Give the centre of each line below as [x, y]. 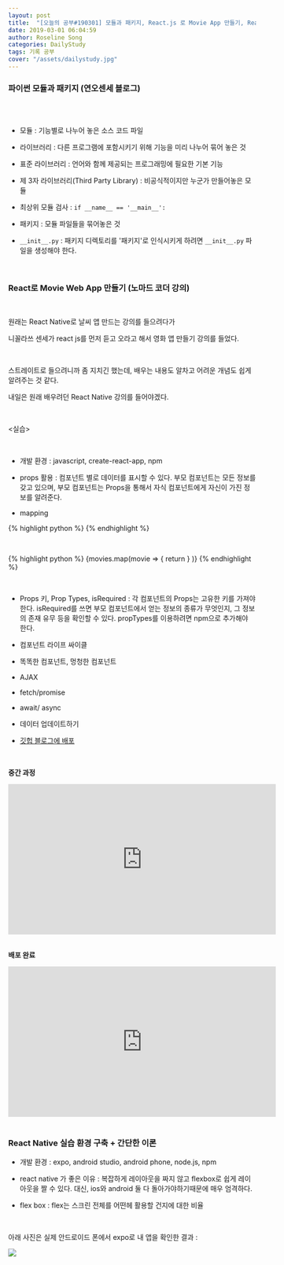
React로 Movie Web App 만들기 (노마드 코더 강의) [99, 288]
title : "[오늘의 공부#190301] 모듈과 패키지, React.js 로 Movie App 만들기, [126, 23]
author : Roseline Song [45, 37]
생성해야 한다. [55, 251]
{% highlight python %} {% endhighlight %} [79, 529]
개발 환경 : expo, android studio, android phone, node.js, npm [118, 1162]
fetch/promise [42, 692]
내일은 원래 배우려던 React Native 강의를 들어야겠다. [89, 397]
